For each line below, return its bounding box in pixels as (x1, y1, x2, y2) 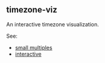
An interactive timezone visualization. (6, 20, 100, 28)
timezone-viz (6, 5, 57, 15)
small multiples (14, 44, 52, 51)
